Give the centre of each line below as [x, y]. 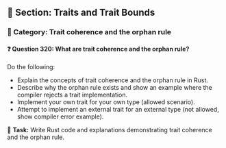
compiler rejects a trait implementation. [72, 95]
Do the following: [31, 66]
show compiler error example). [60, 116]
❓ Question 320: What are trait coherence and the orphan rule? [98, 49]
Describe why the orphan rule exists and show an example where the [114, 87]
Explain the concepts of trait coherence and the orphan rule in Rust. [113, 80]
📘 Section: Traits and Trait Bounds [81, 13]
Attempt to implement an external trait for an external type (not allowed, [118, 109]
